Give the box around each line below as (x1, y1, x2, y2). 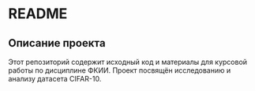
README (8, 5, 68, 23)
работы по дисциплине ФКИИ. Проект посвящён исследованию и (8, 66, 231, 75)
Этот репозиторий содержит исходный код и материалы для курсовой (8, 57, 247, 66)
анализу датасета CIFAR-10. (8, 74, 102, 83)
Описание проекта (8, 36, 106, 50)
